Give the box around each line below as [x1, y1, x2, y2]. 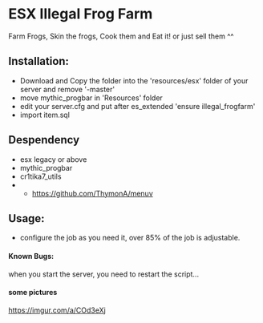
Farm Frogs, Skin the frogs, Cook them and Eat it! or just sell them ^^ [8, 31, 234, 41]
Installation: [8, 55, 70, 68]
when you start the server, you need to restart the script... [8, 269, 199, 279]
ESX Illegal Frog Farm [8, 5, 153, 23]
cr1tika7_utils [19, 172, 62, 181]
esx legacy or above [19, 154, 87, 164]
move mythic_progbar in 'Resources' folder [19, 93, 163, 103]
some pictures [8, 288, 58, 297]
